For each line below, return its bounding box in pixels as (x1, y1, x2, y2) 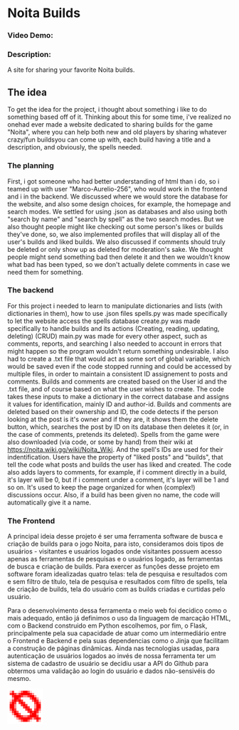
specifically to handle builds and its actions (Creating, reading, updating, (7, 324, 220, 332)
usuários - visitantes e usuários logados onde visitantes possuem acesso (7, 547, 223, 556)
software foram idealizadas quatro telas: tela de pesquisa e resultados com (7, 570, 228, 578)
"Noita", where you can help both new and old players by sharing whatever (7, 128, 227, 137)
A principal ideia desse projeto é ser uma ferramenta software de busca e (7, 532, 223, 541)
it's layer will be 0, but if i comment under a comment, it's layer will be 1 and (7, 475, 229, 484)
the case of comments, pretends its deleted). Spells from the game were (7, 430, 220, 438)
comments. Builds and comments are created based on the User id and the (7, 377, 228, 386)
